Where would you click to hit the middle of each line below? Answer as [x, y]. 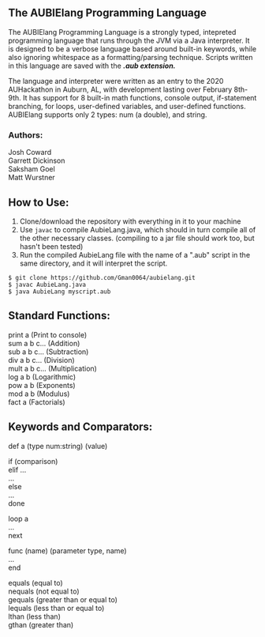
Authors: [26, 135]
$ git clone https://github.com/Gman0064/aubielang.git [102, 277]
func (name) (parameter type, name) [68, 550]
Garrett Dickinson [37, 160]
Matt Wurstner [32, 178]
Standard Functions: [59, 316]
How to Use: [39, 202]
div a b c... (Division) [41, 360]
